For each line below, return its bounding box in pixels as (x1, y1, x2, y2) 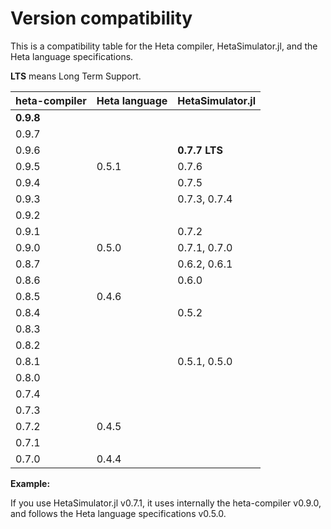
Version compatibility (10, 7, 193, 30)
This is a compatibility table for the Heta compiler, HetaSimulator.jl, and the (10, 40, 318, 52)
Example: (10, 477, 51, 489)
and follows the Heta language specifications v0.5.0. (10, 507, 227, 519)
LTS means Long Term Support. (10, 70, 142, 82)
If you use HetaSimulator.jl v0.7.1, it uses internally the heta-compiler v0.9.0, (10, 497, 322, 509)
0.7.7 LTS (177, 143, 223, 157)
